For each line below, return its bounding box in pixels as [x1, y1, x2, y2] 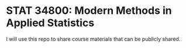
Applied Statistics [6, 16, 95, 29]
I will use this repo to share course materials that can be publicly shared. [6, 35, 181, 42]
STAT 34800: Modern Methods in [6, 4, 172, 17]
